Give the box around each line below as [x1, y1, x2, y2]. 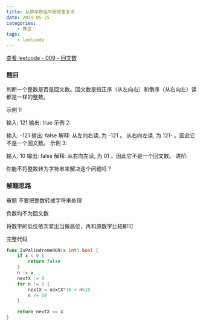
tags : [6, 31, 20, 37]
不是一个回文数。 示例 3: [6, 140, 68, 147]
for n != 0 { [17, 281, 50, 287]
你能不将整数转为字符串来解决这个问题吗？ [6, 165, 112, 172]
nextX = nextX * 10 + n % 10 [28, 287, 91, 293]
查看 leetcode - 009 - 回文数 [6, 54, 77, 61]
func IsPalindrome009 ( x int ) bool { [6, 247, 98, 253]
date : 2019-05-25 [6, 15, 50, 21]
